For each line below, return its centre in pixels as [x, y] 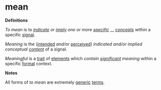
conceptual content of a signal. [36, 49]
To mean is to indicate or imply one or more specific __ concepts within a [78, 29]
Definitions [16, 20]
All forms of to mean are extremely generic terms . [55, 82]
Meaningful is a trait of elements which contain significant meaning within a [81, 58]
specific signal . [20, 35]
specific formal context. [29, 64]
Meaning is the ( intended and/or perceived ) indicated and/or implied [74, 44]
